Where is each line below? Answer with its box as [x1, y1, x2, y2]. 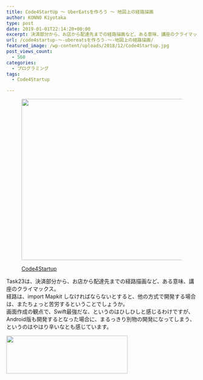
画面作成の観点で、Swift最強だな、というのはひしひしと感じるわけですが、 [6, 308, 194, 316]
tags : [6, 71, 20, 77]
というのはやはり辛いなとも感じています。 [6, 323, 112, 331]
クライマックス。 [16, 285, 59, 293]
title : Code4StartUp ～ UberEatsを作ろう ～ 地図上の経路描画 [6, 8, 154, 15]
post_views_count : [6, 49, 53, 55]
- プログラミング [12, 65, 49, 72]
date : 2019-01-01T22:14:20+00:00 [6, 25, 91, 32]
